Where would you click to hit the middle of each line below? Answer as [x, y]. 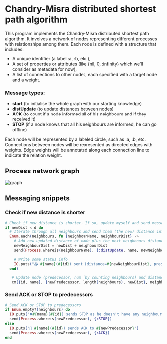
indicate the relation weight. [34, 155]
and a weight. [26, 80]
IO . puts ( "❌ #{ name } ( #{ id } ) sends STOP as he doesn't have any [75, 314]
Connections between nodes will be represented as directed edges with [79, 145]
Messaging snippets [37, 199]
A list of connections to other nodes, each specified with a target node [84, 74]
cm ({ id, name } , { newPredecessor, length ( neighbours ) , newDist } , [80, 282]
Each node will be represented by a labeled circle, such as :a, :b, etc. [76, 139]
